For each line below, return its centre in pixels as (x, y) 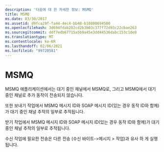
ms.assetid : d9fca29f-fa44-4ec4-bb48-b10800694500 (58, 23)
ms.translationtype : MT (29, 37)
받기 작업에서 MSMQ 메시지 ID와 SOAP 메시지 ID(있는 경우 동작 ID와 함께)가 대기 (82, 122)
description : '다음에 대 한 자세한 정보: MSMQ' (49, 10)
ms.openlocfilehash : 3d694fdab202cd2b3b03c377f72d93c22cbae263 (71, 28)
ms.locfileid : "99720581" (31, 51)
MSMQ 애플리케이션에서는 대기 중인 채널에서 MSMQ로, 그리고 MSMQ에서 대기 (81, 89)
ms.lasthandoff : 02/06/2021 (34, 46)
